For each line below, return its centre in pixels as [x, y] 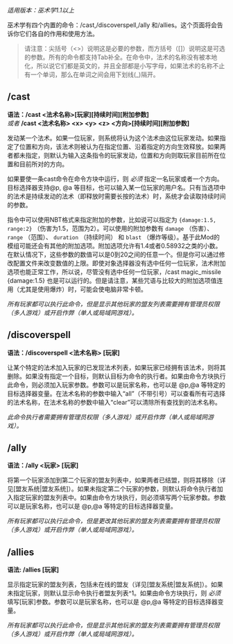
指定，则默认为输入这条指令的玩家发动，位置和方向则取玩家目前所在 [122, 155]
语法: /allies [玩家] [33, 570]
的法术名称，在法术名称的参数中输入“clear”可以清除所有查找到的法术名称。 [114, 402]
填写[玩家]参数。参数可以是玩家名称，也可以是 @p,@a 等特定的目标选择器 [112, 602]
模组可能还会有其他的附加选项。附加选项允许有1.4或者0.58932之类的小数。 [114, 245]
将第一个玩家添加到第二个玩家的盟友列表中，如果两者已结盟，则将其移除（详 [116, 480]
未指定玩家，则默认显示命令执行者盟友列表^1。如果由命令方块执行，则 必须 [114, 593]
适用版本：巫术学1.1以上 [41, 10]
